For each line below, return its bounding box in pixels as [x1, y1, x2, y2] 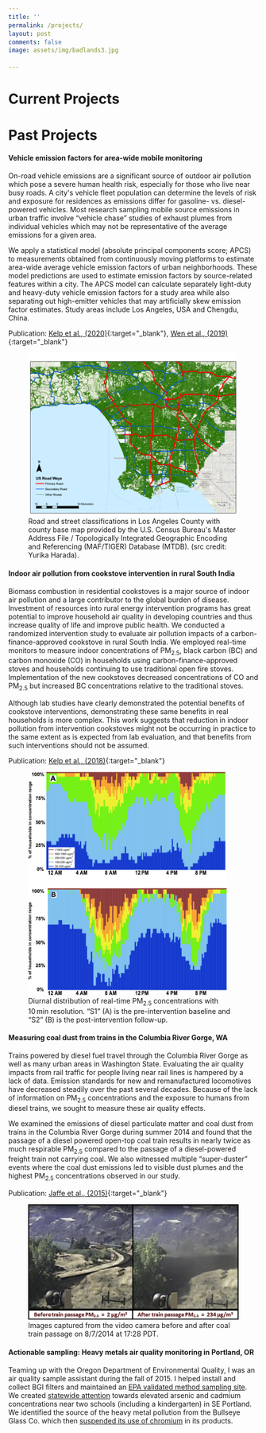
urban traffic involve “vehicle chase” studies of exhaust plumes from [8, 213, 233, 223]
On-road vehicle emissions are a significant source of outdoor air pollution [8, 171, 252, 181]
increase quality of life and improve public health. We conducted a [8, 620, 226, 630]
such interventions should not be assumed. [8, 740, 149, 751]
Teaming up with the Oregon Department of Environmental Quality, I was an [8, 1365, 256, 1375]
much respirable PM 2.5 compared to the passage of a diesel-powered [8, 1144, 237, 1155]
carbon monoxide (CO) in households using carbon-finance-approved [8, 656, 238, 666]
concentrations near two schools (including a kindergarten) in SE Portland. [8, 1399, 253, 1408]
